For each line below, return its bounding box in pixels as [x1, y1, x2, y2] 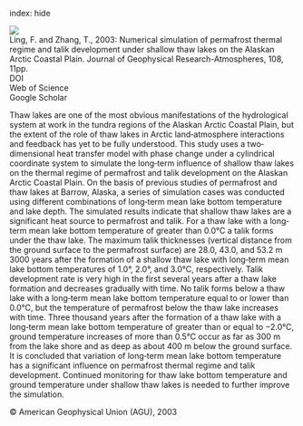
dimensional [9, 149, 55, 159]
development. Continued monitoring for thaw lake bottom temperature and [9, 370, 288, 380]
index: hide [9, 8, 52, 18]
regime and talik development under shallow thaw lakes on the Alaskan [9, 44, 275, 54]
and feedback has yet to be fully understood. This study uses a [9, 139, 246, 149]
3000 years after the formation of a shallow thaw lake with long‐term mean [9, 254, 289, 265]
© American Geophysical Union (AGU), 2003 [9, 407, 178, 417]
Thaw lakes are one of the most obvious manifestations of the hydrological [9, 110, 288, 121]
